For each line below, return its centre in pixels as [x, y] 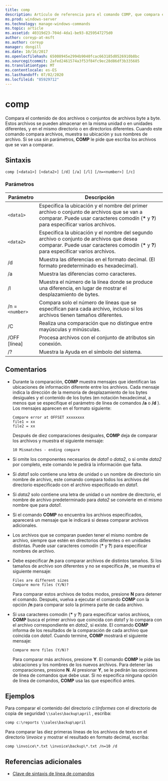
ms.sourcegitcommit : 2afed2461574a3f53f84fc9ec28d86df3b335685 [72, 61]
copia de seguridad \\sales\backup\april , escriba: [58, 714]
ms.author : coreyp [24, 42]
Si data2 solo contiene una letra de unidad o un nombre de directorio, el [86, 494]
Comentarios [26, 370]
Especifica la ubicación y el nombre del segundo [96, 232]
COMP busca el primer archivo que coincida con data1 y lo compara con [87, 620]
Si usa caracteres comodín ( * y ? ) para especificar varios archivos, [81, 614]
